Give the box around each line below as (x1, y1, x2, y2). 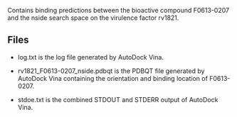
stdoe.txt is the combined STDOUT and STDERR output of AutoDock (17, 95, 218, 104)
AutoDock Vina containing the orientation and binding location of (17, 74, 209, 82)
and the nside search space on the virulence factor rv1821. (7, 13, 179, 22)
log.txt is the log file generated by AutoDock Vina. (17, 52, 164, 61)
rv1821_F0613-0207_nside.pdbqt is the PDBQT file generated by (17, 67, 205, 75)
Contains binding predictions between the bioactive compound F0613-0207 (7, 6, 230, 14)
